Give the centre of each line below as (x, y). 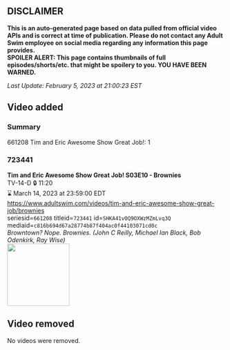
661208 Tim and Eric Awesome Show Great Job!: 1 (79, 142)
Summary (24, 127)
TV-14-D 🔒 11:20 (30, 183)
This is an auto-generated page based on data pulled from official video (112, 28)
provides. (21, 50)
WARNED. (22, 72)
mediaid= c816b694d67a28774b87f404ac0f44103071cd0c (82, 225)
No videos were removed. (44, 340)
